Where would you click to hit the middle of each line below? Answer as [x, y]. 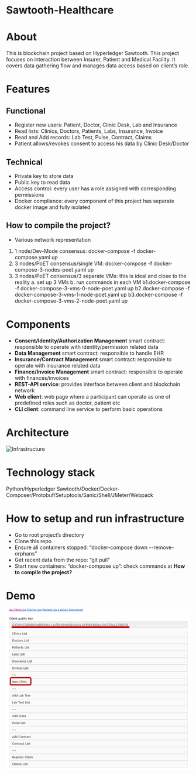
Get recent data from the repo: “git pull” [62, 560]
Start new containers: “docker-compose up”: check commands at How [100, 566]
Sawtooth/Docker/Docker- [88, 489]
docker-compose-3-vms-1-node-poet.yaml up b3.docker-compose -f [99, 294]
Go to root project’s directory [49, 535]
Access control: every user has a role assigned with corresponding [95, 188]
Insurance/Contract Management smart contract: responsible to [93, 359]
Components [38, 324]
